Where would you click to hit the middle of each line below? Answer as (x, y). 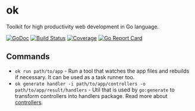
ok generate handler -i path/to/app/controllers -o (80, 84)
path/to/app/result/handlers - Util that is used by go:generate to (95, 90)
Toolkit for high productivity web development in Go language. (83, 27)
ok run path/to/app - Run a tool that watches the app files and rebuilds (102, 71)
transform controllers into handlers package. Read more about (91, 96)
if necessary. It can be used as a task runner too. (75, 77)
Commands (28, 57)
